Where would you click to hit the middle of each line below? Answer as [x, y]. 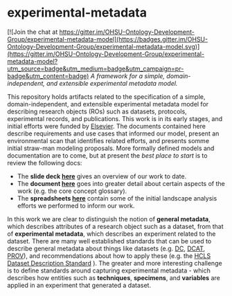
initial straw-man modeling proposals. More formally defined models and [111, 148]
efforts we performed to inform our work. [76, 205]
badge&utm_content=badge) [48, 76]
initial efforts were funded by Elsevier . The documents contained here [107, 126]
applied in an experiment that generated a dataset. [79, 285]
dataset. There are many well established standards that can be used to [109, 241]
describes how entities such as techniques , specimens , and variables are [114, 277]
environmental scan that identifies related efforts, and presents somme [108, 140]
